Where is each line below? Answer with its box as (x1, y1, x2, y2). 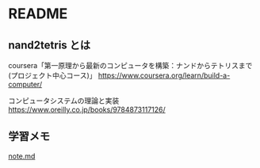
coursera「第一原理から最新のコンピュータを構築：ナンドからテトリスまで (8, 61, 253, 70)
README (8, 5, 68, 23)
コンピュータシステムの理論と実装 (8, 96, 120, 105)
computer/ (8, 80, 42, 89)
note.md (8, 151, 36, 161)
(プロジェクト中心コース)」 (8, 71, 97, 80)
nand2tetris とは (8, 38, 91, 52)
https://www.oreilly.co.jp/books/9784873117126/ (8, 105, 166, 114)
